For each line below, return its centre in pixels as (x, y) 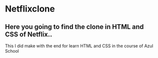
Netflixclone (30, 9)
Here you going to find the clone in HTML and (74, 27)
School (12, 51)
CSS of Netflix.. (29, 34)
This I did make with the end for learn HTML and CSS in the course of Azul (79, 46)
